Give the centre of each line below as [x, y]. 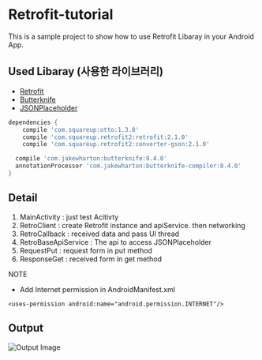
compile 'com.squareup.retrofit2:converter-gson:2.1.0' [116, 144]
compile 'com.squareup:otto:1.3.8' [81, 129]
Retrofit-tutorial [61, 15]
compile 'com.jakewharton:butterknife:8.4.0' [92, 159]
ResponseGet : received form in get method [91, 259]
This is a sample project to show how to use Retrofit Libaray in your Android [131, 36]
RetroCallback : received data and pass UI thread [99, 234]
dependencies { [33, 122]
